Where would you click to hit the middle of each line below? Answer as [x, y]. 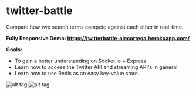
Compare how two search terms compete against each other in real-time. [95, 27]
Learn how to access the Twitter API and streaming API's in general [96, 67]
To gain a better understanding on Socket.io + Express [80, 61]
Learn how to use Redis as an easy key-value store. [77, 73]
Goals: [14, 49]
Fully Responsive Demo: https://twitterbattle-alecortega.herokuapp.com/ [98, 38]
